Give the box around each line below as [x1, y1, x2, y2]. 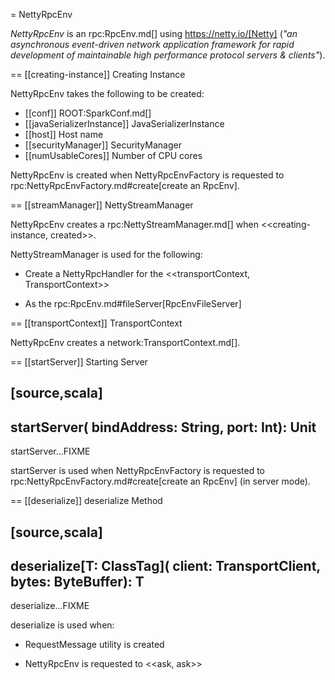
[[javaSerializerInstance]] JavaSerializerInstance [24, 118, 225, 129]
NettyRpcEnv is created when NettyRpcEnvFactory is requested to [10, 169, 285, 181]
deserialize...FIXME [10, 600, 90, 612]
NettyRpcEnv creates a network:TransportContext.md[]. [10, 337, 241, 348]
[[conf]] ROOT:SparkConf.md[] [24, 107, 152, 119]
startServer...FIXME [10, 445, 91, 458]
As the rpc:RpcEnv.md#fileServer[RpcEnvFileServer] [24, 298, 242, 309]
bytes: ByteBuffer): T [10, 573, 145, 590]
